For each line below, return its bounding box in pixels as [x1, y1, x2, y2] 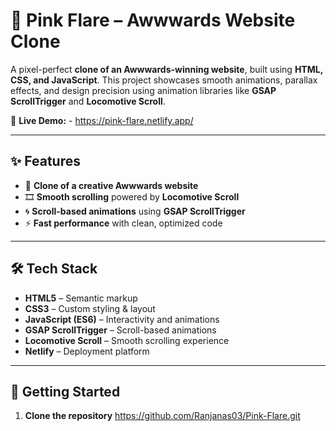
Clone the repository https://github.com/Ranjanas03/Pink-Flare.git [24, 410, 301, 422]
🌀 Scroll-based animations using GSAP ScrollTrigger [24, 205, 246, 217]
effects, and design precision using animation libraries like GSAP [10, 84, 277, 96]
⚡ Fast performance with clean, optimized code [24, 217, 223, 229]
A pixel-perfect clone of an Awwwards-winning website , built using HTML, [10, 63, 323, 75]
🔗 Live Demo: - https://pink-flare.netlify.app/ [10, 114, 194, 126]
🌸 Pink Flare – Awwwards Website [10, 9, 296, 32]
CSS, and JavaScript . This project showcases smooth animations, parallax [10, 74, 318, 86]
